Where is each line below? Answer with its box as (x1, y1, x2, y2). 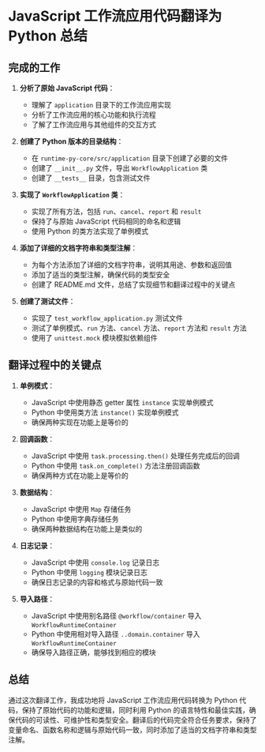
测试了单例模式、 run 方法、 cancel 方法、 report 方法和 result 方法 (31, 323, 247, 333)
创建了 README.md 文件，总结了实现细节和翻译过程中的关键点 (31, 280, 236, 289)
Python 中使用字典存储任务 (31, 514, 120, 524)
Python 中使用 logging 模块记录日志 (31, 567, 148, 577)
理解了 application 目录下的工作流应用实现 (31, 100, 172, 109)
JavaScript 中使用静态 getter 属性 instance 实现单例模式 (31, 397, 215, 407)
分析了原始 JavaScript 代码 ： (19, 84, 115, 92)
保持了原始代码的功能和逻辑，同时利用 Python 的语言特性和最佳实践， (21, 705, 250, 715)
